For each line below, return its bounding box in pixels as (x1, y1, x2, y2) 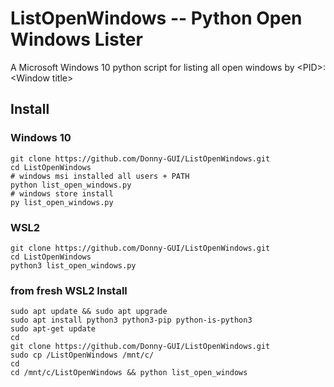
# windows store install (10, 188, 114, 199)
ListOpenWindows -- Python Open (10, 7, 303, 30)
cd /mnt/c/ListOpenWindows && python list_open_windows (10, 368, 248, 378)
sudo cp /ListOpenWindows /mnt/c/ (10, 350, 155, 361)
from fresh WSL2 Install (10, 283, 128, 297)
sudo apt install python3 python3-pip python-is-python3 (10, 315, 253, 326)
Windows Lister (10, 28, 143, 51)
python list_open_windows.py (10, 180, 132, 190)
